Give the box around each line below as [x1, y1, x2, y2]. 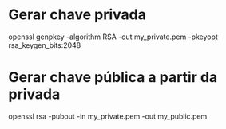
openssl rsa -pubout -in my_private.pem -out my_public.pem [8, 111, 208, 121]
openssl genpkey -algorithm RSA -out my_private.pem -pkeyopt [8, 32, 218, 41]
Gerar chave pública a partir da [8, 68, 218, 87]
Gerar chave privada [8, 6, 146, 24]
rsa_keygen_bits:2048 [8, 40, 81, 49]
